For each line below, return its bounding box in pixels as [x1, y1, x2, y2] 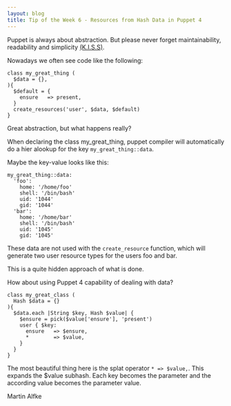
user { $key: [19, 322, 57, 329]
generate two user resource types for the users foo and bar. [7, 251, 178, 260]
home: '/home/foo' [19, 184, 72, 191]
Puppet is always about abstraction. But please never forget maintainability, [7, 35, 221, 43]
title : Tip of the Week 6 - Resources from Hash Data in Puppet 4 [7, 17, 202, 23]
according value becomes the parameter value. [7, 378, 141, 387]
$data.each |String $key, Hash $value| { [13, 309, 134, 316]
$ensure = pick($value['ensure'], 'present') [19, 316, 153, 322]
